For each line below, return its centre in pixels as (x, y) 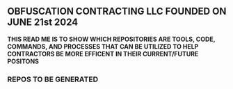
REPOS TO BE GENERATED (53, 79)
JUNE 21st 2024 (43, 23)
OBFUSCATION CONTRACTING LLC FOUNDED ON (117, 11)
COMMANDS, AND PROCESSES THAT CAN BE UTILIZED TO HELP (103, 46)
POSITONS (23, 61)
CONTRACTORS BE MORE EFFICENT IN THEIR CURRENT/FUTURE (103, 54)
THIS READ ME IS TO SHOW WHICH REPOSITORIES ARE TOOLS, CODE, (111, 39)
